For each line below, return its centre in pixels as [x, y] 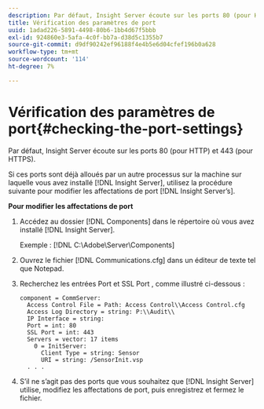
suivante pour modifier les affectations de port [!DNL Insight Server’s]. [122, 191]
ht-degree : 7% [31, 67]
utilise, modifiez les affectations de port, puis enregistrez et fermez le [132, 389]
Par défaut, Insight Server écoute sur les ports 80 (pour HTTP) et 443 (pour [130, 151]
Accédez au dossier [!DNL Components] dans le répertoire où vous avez [137, 221]
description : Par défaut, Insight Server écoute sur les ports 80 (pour [130, 15]
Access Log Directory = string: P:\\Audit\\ [101, 312]
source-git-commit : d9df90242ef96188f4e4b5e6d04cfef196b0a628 [112, 45]
